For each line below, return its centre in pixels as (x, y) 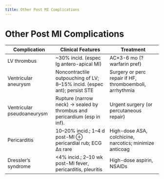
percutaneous (125, 110)
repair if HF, (123, 78)
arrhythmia (122, 90)
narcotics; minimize (132, 143)
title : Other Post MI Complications (42, 10)
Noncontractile (72, 72)
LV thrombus (22, 61)
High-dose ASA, (129, 130)
